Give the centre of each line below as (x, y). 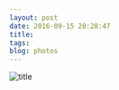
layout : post (34, 18)
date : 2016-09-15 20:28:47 (60, 26)
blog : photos (34, 51)
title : (22, 34)
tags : (19, 43)
